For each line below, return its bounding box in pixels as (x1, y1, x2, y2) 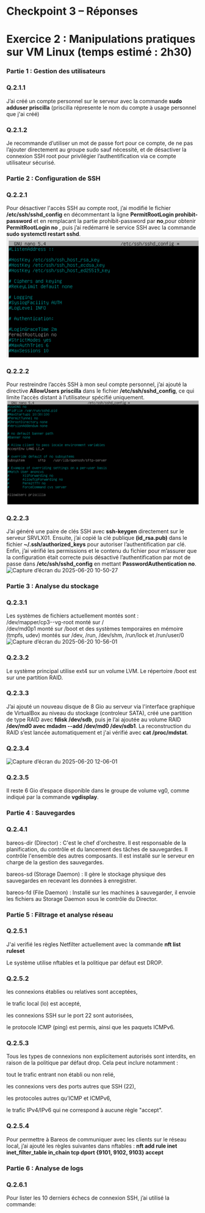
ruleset (6, 947, 25, 954)
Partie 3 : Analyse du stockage (6, 581, 99, 590)
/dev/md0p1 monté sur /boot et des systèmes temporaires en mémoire (6, 625, 183, 633)
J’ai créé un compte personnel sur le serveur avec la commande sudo (6, 97, 182, 104)
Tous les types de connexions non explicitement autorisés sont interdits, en (6, 1052, 196, 1060)
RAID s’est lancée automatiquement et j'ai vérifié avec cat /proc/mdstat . (6, 729, 189, 736)
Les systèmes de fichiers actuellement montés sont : (6, 612, 139, 619)
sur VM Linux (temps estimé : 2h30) (6, 45, 192, 59)
